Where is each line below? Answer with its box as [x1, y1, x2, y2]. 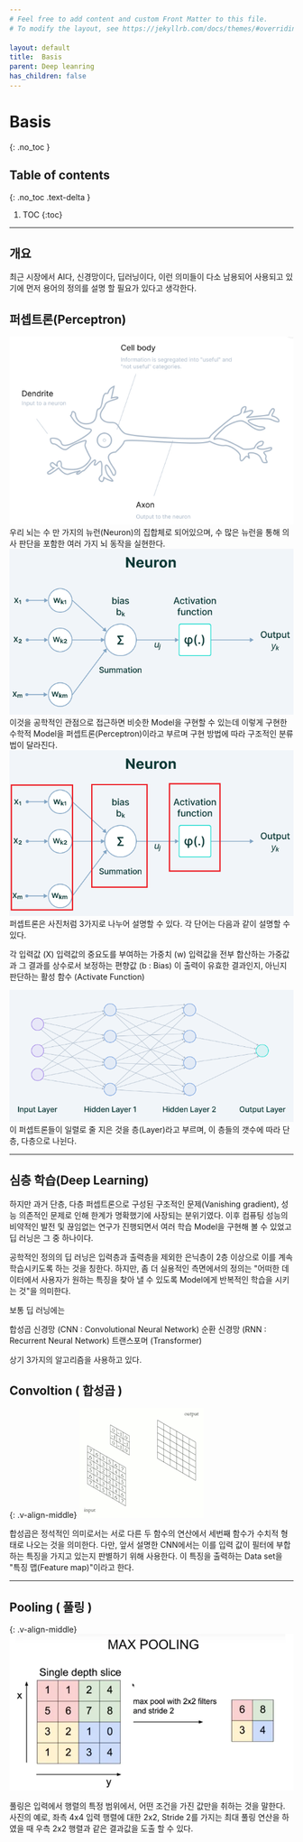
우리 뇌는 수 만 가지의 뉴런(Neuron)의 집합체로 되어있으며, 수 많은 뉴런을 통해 [9, 526, 280, 537]
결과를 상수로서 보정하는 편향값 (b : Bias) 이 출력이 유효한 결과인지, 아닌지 [28, 959, 288, 970]
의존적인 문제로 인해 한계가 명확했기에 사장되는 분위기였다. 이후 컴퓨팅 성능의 [18, 1209, 289, 1220]
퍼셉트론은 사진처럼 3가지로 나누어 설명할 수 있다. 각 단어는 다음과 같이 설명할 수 [9, 918, 290, 929]
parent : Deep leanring [9, 62, 95, 71]
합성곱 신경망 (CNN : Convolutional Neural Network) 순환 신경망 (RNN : [9, 1323, 267, 1335]
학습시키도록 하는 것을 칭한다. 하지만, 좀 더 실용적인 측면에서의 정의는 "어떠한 [9, 1263, 280, 1273]
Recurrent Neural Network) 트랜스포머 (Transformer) [9, 1335, 203, 1346]
